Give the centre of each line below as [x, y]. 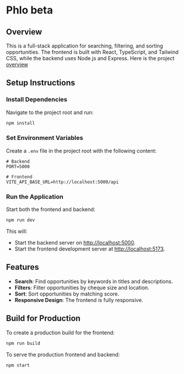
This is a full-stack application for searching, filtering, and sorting [85, 46]
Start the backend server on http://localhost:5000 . [75, 243]
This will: [17, 231]
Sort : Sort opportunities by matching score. [67, 294]
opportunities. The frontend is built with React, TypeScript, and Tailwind [93, 52]
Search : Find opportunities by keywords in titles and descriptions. [94, 281]
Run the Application [35, 197]
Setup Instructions [41, 83]
